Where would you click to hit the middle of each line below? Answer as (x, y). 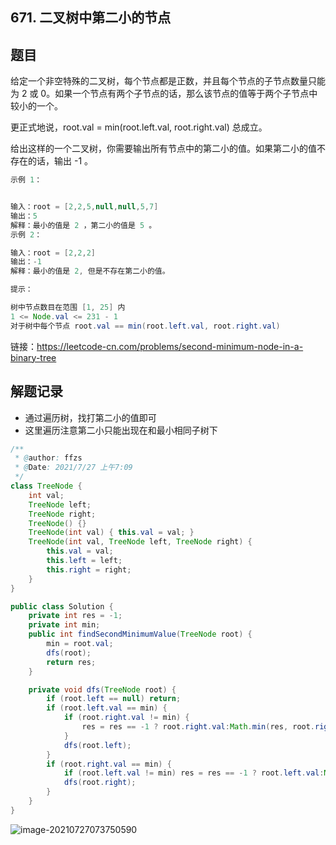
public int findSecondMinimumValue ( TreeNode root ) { (140, 634)
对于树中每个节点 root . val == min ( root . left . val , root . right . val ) (145, 326)
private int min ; (64, 625)
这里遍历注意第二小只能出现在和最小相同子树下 (121, 430)
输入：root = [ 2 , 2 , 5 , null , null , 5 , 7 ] (84, 207)
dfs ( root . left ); (97, 745)
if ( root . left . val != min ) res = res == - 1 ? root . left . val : (194, 773)
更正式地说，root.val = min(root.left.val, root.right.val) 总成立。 (139, 127)
